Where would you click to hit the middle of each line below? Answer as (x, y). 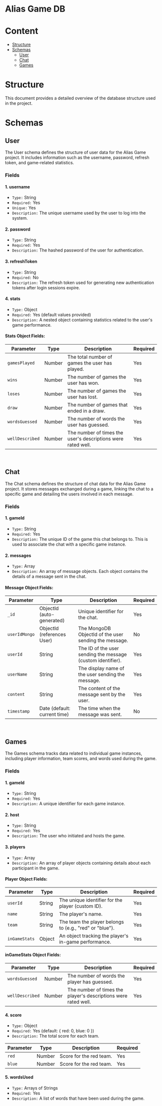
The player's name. (81, 914)
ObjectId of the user (101, 634)
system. (20, 218)
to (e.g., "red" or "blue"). (87, 928)
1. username (18, 187)
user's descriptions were (95, 439)
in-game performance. (85, 942)
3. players (15, 847)
